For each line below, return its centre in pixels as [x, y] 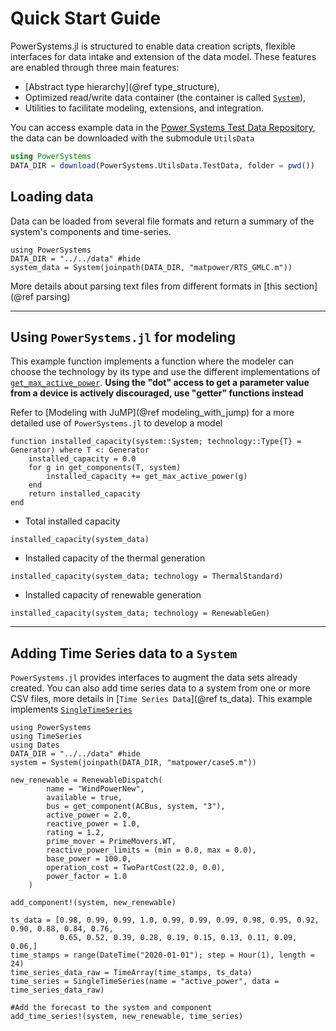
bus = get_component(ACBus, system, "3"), [136, 807]
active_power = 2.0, [89, 815]
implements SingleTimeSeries [71, 709]
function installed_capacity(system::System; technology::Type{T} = [156, 442]
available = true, [84, 798]
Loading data [52, 197]
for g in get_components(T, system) [105, 468]
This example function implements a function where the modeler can [152, 361]
